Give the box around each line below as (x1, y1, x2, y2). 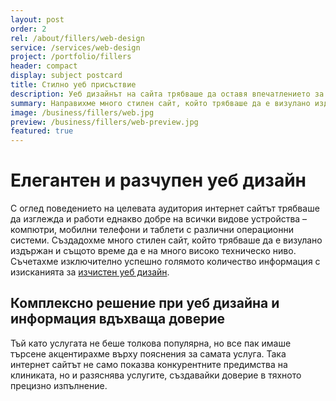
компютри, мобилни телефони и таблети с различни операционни (10, 224, 294, 236)
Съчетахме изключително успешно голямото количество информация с (10, 256, 321, 268)
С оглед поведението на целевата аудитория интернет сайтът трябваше (10, 202, 320, 215)
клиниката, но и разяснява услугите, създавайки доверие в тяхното (10, 369, 302, 381)
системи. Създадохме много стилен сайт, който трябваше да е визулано (10, 234, 323, 246)
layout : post (10, 14, 65, 25)
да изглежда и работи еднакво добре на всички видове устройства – (10, 213, 308, 225)
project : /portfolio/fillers (10, 52, 132, 62)
